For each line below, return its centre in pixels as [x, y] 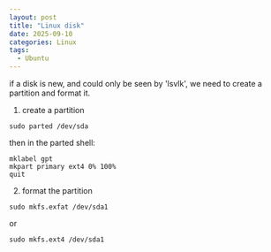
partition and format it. [50, 93]
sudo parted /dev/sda [49, 126]
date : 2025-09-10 [41, 34]
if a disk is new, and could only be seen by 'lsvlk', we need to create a [136, 84]
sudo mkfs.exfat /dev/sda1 [59, 207]
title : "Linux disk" [47, 26]
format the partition [57, 191]
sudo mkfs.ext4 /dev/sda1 [56, 240]
